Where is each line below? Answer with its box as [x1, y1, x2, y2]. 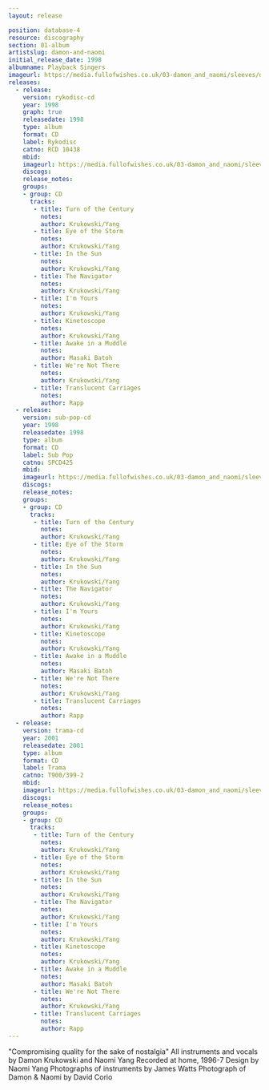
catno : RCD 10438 [22, 145, 81, 153]
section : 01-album [8, 41, 70, 49]
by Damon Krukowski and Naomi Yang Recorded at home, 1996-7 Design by [8, 1055, 259, 1064]
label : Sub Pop [22, 450, 74, 459]
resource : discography [8, 34, 84, 42]
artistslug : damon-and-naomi [8, 49, 106, 57]
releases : [8, 78, 42, 87]
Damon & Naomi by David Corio [8, 1072, 113, 1082]
